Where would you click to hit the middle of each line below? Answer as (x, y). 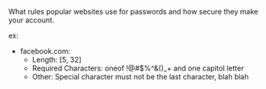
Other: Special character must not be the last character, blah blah (140, 77)
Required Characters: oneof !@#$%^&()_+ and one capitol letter (138, 68)
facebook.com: (45, 51)
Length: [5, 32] (57, 60)
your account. (31, 20)
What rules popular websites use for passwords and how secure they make (133, 12)
